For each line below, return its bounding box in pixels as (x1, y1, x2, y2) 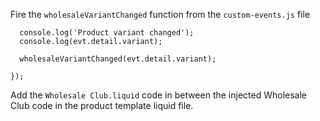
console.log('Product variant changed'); (19, 28, 195, 38)
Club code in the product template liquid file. (10, 100, 194, 111)
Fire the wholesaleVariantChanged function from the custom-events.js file (10, 9, 311, 20)
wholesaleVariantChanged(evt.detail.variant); (19, 54, 217, 64)
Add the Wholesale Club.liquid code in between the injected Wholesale (10, 89, 308, 101)
